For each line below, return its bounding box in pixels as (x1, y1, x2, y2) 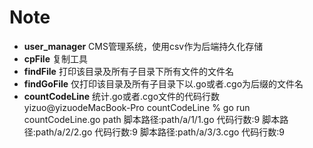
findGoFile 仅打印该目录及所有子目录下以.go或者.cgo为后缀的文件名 (23, 77, 304, 90)
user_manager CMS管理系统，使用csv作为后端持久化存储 (23, 40, 264, 52)
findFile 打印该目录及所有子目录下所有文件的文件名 (23, 65, 234, 77)
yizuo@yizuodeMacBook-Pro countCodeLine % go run (23, 101, 251, 113)
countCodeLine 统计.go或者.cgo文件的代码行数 (23, 90, 221, 102)
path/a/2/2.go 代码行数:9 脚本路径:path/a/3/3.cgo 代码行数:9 (35, 126, 286, 138)
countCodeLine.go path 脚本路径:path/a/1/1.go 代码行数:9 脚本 (23, 113, 281, 125)
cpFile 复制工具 (23, 52, 88, 65)
